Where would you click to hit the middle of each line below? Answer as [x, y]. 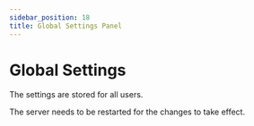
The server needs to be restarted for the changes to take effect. [127, 112]
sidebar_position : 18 [50, 17]
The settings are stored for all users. [76, 95]
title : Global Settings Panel [66, 26]
